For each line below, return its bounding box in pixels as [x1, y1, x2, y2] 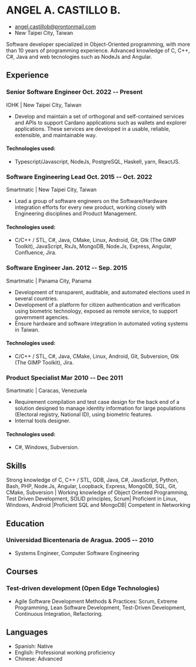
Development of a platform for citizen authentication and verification [14, 301, 181, 308]
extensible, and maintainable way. [14, 131, 97, 138]
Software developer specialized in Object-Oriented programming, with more [6, 41, 190, 48]
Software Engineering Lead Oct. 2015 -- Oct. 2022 [6, 172, 152, 181]
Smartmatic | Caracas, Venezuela [6, 387, 87, 394]
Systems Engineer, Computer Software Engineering [14, 549, 139, 556]
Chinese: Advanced [14, 655, 63, 662]
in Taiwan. [14, 326, 40, 333]
